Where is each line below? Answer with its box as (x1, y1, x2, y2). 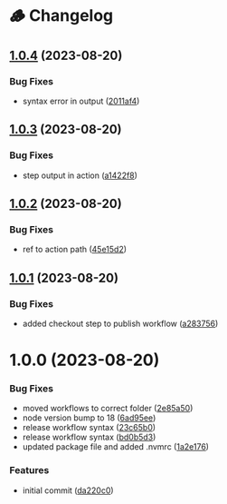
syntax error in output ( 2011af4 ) (22, 95, 140, 106)
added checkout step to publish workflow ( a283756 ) (22, 318, 219, 329)
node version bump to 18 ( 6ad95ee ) (22, 412, 156, 423)
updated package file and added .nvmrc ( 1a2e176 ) (22, 441, 210, 452)
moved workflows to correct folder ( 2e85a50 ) (22, 403, 194, 414)
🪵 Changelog (9, 5, 114, 26)
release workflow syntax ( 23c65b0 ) (22, 422, 156, 433)
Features (9, 464, 50, 477)
